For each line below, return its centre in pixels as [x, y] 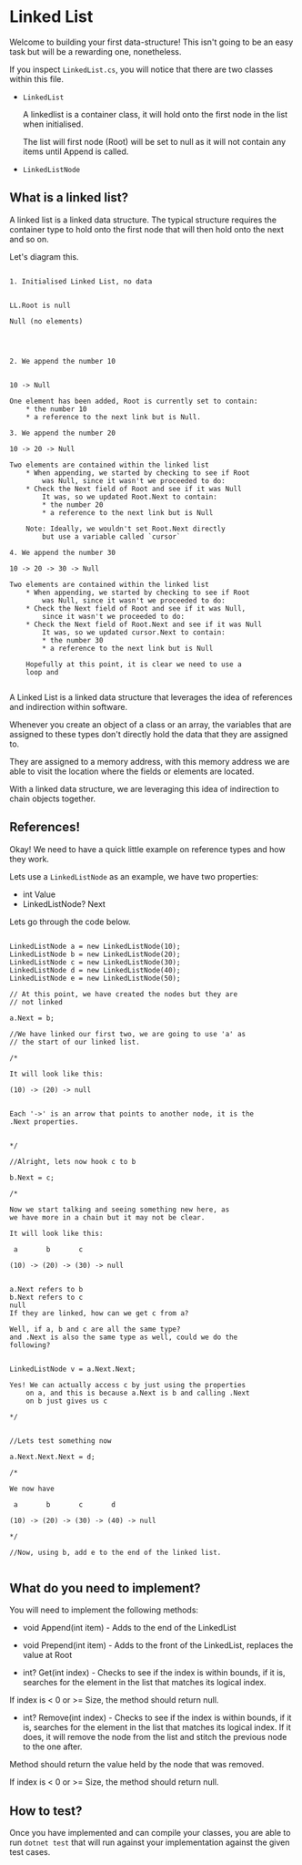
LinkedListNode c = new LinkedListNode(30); [95, 962]
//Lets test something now [60, 1441]
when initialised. [53, 124]
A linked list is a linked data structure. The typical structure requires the [143, 220]
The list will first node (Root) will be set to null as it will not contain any [154, 141]
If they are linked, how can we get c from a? [99, 1313]
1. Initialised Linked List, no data [81, 281]
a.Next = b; [32, 1018]
